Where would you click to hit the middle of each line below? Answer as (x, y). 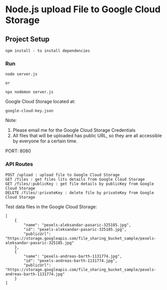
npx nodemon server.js (29, 92)
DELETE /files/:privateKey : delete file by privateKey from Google (80, 192)
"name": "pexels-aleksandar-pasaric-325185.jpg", (77, 225)
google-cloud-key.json (29, 111)
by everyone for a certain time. (45, 141)
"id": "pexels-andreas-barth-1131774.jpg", (70, 261)
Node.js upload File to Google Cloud (83, 9)
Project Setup (28, 39)
